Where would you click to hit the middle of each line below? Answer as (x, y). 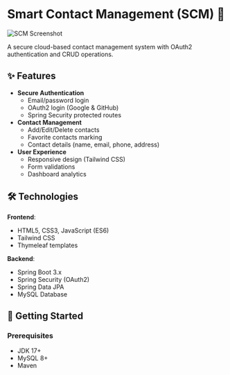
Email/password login (58, 100)
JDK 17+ (29, 351)
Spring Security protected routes (74, 115)
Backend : (21, 258)
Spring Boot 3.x (39, 272)
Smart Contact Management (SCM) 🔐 (116, 14)
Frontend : (21, 217)
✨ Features (32, 76)
